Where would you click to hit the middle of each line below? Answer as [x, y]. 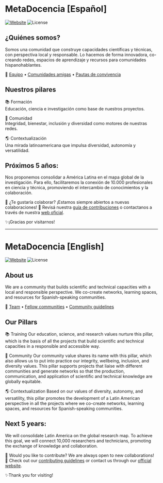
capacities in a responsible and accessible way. [53, 346]
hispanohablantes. [24, 65]
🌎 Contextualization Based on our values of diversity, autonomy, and [74, 391]
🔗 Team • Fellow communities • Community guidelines [59, 307]
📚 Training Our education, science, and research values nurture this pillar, [79, 334]
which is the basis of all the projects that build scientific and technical [74, 341]
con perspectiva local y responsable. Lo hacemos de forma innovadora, [77, 54]
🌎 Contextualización [26, 138]
